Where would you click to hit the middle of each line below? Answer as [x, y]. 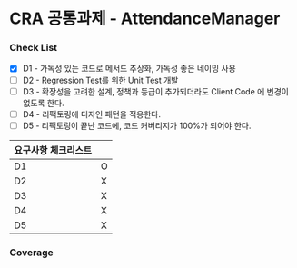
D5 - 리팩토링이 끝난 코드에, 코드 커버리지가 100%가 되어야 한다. [137, 125]
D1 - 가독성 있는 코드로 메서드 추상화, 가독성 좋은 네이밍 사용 [129, 68]
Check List [33, 48]
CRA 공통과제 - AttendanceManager [145, 19]
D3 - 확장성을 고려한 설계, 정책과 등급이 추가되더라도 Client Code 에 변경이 [155, 91]
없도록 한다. [44, 103]
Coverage [32, 253]
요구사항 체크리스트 [53, 150]
